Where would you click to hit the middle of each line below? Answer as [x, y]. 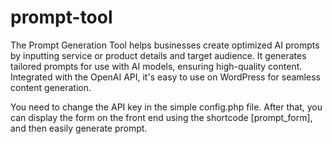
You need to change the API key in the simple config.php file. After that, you [166, 107]
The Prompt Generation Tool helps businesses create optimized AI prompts [165, 45]
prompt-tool [61, 17]
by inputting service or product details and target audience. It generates [158, 55]
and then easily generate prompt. [79, 128]
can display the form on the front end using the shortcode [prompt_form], [161, 117]
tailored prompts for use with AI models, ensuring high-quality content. [156, 66]
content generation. [51, 87]
